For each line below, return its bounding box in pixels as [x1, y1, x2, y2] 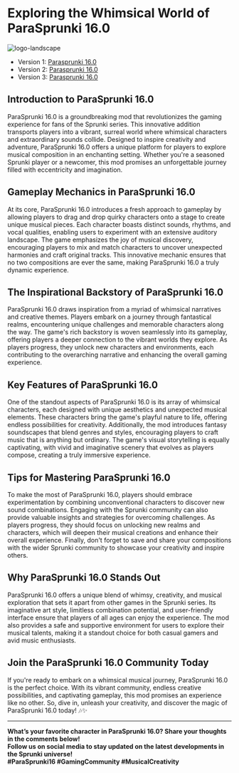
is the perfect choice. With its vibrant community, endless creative [7, 683, 201, 692]
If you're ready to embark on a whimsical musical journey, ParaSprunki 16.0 [7, 675, 228, 684]
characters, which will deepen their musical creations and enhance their [7, 528, 218, 536]
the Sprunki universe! [7, 749, 73, 758]
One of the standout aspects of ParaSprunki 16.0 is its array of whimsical [7, 398, 221, 406]
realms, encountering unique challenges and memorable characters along [7, 320, 224, 329]
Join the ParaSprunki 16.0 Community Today [7, 657, 209, 669]
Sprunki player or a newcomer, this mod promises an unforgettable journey [7, 158, 227, 166]
